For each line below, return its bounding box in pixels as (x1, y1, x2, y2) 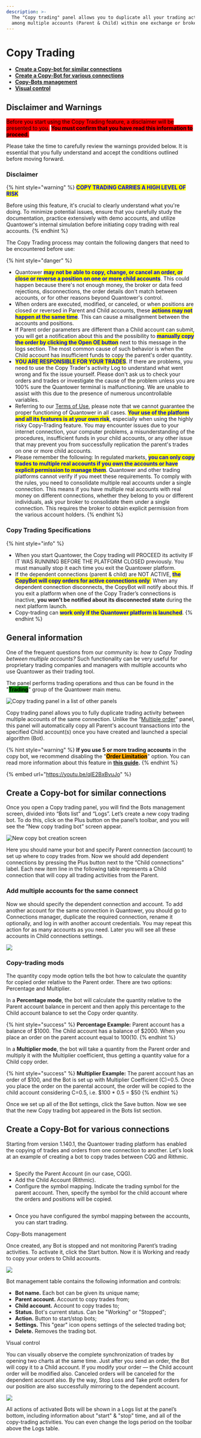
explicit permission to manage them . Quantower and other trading (14, 467, 181, 474)
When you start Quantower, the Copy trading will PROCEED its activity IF (14, 551, 194, 558)
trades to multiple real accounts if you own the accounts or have (14, 460, 178, 467)
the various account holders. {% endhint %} (14, 511, 124, 518)
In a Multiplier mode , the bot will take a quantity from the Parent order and (6, 1045, 190, 1053)
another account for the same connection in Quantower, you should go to (6, 907, 187, 914)
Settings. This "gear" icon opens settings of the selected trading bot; (14, 1321, 186, 1328)
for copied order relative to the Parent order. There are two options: (6, 978, 172, 985)
